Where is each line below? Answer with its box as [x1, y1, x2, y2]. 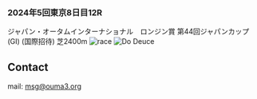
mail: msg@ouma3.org [7, 81, 81, 91]
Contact [7, 60, 49, 73]
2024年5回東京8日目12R [7, 6, 103, 18]
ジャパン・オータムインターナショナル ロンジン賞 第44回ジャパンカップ [7, 26, 250, 37]
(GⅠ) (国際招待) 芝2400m [7, 37, 88, 46]
